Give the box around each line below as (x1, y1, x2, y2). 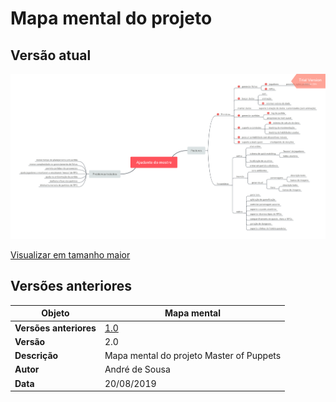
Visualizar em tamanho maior (10, 249, 131, 261)
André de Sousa (104, 363, 171, 376)
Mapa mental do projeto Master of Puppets (104, 350, 282, 362)
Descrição (14, 350, 59, 362)
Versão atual (10, 47, 92, 64)
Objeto (41, 307, 70, 319)
